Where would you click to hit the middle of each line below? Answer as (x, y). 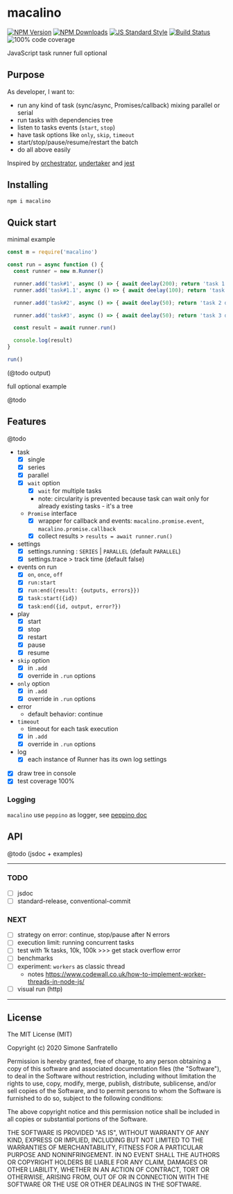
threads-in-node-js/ (56, 981)
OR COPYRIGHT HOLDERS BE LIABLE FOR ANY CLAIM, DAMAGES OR (107, 1162)
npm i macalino (29, 201)
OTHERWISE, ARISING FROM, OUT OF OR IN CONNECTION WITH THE (108, 1177)
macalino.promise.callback (77, 529)
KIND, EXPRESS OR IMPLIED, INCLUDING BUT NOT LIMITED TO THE (105, 1140)
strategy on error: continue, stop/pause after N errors (93, 935)
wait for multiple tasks (70, 490)
